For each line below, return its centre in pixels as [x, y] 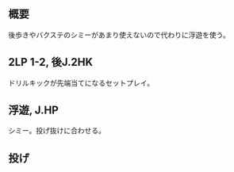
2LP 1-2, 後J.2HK [51, 62]
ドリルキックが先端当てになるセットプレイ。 [81, 82]
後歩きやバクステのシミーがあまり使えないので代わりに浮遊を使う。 [119, 35]
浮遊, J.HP [34, 111]
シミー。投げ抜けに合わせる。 [57, 131]
